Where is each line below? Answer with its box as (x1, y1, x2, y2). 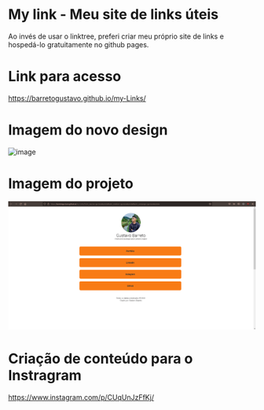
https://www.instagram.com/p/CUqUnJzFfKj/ (8, 393, 155, 402)
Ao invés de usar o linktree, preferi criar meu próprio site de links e (8, 31, 224, 41)
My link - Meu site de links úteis (8, 6, 218, 24)
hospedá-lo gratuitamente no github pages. (8, 39, 149, 49)
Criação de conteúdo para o (8, 350, 193, 368)
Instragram (8, 367, 82, 385)
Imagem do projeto (8, 175, 134, 192)
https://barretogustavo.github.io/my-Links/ (8, 93, 147, 103)
